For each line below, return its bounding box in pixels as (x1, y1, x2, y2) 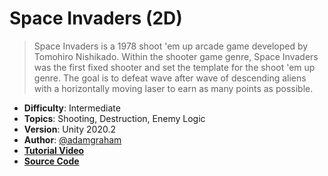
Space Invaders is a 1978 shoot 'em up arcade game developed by (33, 40, 309, 52)
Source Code (23, 155, 80, 167)
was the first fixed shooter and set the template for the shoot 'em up (33, 61, 316, 73)
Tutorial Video (23, 144, 85, 156)
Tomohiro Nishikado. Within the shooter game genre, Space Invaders (33, 50, 319, 62)
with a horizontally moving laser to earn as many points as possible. (33, 82, 314, 94)
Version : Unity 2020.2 (23, 123, 117, 135)
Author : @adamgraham (23, 133, 122, 146)
